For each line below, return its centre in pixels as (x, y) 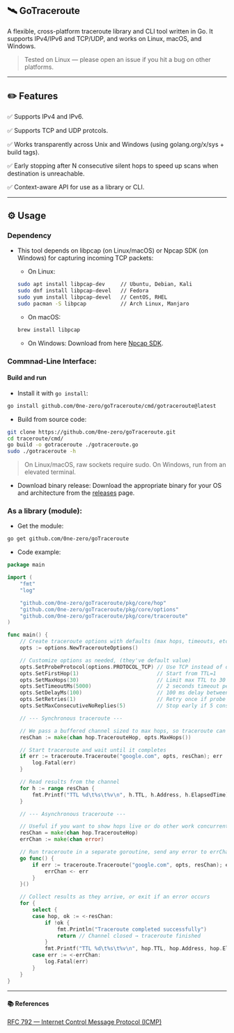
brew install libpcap (48, 330)
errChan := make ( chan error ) (62, 839)
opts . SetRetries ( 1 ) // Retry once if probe (123, 700)
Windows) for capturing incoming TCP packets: (85, 258)
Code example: (39, 552)
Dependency (30, 235)
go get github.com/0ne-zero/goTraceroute (68, 539)
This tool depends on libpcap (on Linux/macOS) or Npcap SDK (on (113, 251)
